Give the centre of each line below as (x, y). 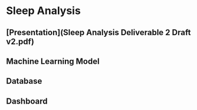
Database (24, 81)
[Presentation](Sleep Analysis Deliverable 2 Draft (98, 32)
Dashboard (27, 101)
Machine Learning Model (53, 61)
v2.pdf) (20, 41)
